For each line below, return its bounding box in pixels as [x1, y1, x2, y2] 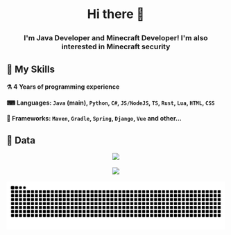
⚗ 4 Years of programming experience [6, 82, 120, 91]
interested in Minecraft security [61, 42, 171, 51]
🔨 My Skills [6, 63, 55, 75]
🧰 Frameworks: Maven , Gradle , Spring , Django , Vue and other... [6, 114, 182, 123]
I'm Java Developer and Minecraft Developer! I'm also [23, 33, 209, 43]
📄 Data [6, 134, 36, 146]
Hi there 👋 [87, 6, 145, 22]
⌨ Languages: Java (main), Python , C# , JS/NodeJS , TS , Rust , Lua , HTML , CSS [6, 98, 215, 107]
